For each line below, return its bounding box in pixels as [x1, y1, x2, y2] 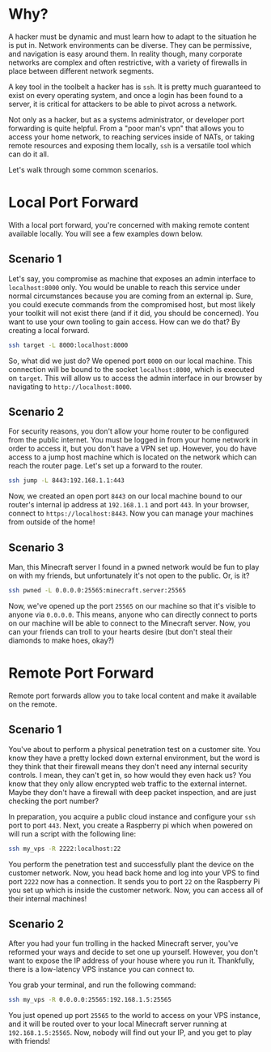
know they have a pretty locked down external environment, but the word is [8, 753, 260, 763]
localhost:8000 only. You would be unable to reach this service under [8, 282, 241, 292]
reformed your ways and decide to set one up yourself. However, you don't [8, 947, 259, 957]
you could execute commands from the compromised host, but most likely [8, 299, 256, 309]
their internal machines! [8, 893, 87, 904]
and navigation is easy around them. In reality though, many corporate [8, 49, 243, 58]
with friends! [8, 1037, 51, 1046]
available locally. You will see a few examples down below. [8, 229, 204, 238]
